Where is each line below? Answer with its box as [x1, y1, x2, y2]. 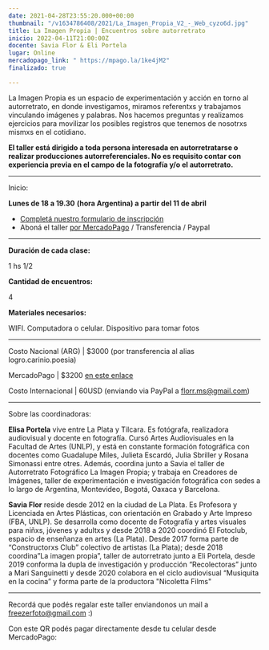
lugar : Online [8, 49, 56, 57]
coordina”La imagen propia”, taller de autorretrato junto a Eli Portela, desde [8, 550, 255, 560]
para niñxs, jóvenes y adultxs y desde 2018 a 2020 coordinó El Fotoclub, [8, 525, 248, 534]
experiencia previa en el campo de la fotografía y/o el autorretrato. [8, 160, 234, 169]
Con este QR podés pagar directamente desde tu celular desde [8, 624, 217, 633]
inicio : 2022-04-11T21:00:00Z [8, 34, 110, 43]
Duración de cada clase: [8, 246, 90, 255]
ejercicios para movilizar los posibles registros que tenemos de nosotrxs [8, 118, 247, 128]
